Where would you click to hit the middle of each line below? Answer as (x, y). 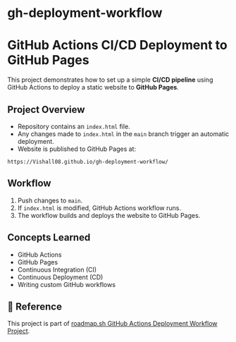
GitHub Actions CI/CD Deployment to (117, 45)
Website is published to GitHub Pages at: (76, 149)
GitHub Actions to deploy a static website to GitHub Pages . (93, 87)
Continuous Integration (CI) (57, 269)
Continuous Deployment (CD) (60, 277)
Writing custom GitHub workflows (67, 284)
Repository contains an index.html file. (74, 126)
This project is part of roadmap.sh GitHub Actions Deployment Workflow (112, 324)
